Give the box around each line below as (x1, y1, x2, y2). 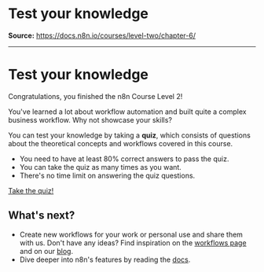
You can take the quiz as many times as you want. (19, 162, 182, 171)
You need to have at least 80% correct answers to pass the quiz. (19, 154, 229, 164)
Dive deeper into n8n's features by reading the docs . (19, 255, 191, 264)
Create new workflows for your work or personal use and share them (19, 230, 244, 239)
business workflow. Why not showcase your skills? (8, 115, 173, 124)
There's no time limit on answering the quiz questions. (19, 171, 196, 180)
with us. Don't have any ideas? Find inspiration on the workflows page (19, 237, 247, 248)
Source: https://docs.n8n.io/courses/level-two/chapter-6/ (8, 31, 196, 40)
